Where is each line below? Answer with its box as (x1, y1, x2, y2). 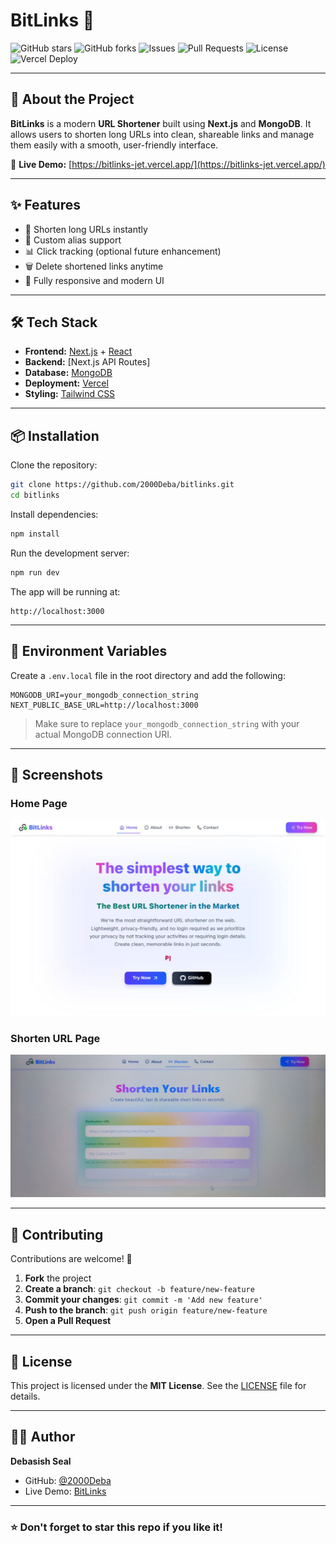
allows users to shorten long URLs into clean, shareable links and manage (10, 128, 315, 140)
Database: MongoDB (24, 367, 113, 379)
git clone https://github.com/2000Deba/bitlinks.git (10, 480, 235, 490)
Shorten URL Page (10, 1031, 101, 1045)
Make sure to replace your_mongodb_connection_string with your (34, 717, 300, 729)
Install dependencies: (10, 508, 99, 520)
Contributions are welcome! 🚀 (10, 1253, 133, 1265)
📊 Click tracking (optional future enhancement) (24, 245, 222, 257)
